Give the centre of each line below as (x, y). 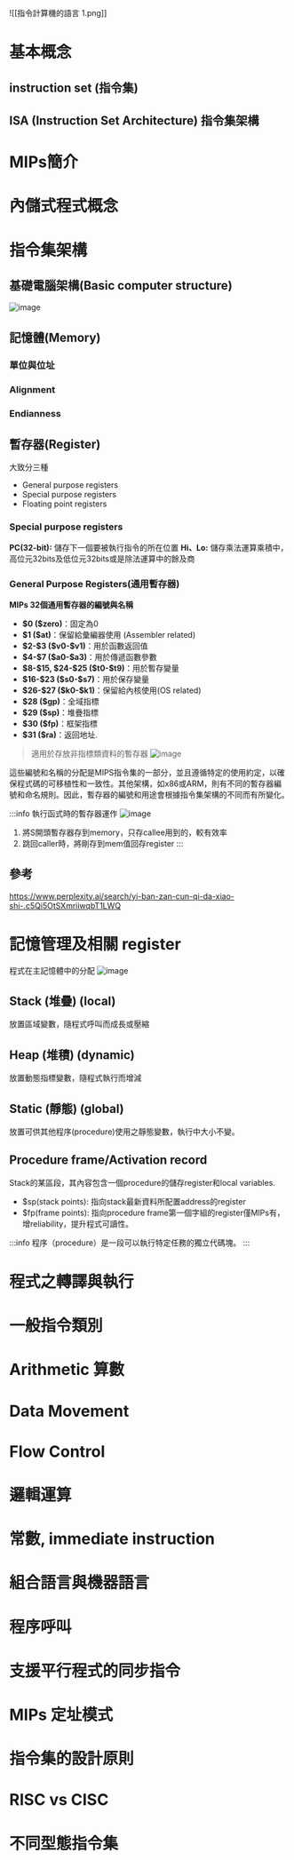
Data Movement (69, 1411)
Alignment (32, 389)
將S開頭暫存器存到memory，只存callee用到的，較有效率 (125, 832)
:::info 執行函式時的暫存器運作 (64, 813)
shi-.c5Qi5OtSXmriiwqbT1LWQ (65, 905)
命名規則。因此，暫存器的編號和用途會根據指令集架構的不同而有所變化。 (157, 794)
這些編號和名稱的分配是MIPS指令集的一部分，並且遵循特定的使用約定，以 (143, 772)
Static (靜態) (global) (67, 1109)
